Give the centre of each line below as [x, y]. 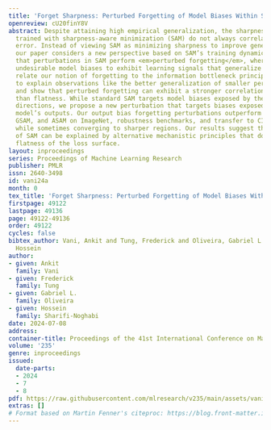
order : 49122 [30, 226]
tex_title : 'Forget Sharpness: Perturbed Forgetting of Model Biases [128, 196]
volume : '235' [32, 346]
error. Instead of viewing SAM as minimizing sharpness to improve [131, 46]
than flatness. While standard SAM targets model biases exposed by [133, 98]
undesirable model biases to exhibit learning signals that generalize [139, 69]
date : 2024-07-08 [38, 324]
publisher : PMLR [35, 166]
